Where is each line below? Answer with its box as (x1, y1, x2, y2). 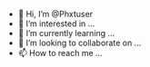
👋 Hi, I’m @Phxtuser (17, 9, 94, 19)
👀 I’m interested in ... (17, 18, 95, 29)
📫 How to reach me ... (17, 48, 103, 58)
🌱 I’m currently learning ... (17, 28, 115, 38)
